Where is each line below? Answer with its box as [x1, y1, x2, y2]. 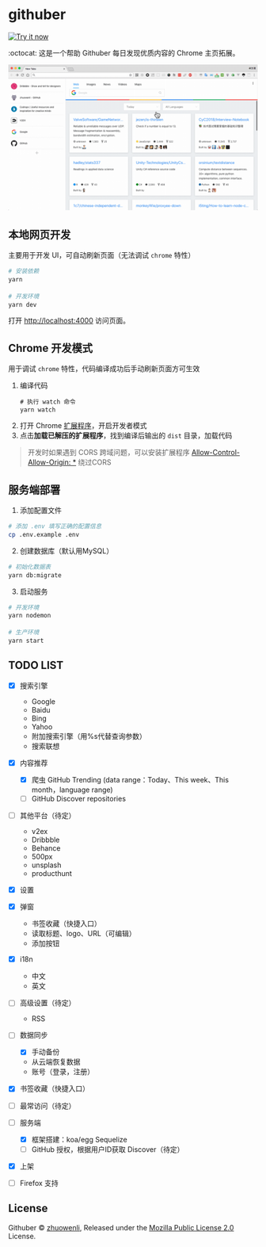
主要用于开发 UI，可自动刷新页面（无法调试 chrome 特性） [8, 251, 196, 260]
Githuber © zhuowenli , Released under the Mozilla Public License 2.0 [8, 1222, 234, 1232]
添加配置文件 [19, 506, 62, 515]
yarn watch [19, 406, 56, 414]
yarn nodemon [8, 612, 51, 620]
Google [31, 696, 55, 706]
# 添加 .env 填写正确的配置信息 [8, 522, 102, 530]
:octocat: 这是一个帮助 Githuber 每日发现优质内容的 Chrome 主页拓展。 [8, 48, 240, 57]
